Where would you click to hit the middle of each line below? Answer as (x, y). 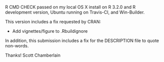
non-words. (17, 46)
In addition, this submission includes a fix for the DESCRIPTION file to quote (82, 41)
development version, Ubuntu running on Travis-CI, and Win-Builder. (75, 12)
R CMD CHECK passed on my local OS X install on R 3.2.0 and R (70, 7)
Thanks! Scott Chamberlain (33, 55)
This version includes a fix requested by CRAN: (53, 22)
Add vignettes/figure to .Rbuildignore (50, 31)
